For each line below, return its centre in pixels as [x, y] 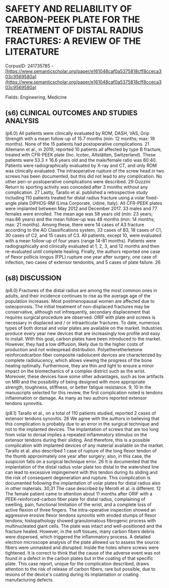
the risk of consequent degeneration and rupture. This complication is [78, 477]
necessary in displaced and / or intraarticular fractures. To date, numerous [82, 322]
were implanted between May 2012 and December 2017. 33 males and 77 [81, 208]
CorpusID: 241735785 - [30, 66]
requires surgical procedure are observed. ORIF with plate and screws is [80, 317]
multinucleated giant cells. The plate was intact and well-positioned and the [84, 526]
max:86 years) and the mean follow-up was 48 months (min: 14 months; [80, 219]
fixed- [152, 197]
